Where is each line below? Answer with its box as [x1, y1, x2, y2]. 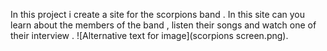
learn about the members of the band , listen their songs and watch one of [10, 19, 317, 31]
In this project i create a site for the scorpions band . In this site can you [10, 9, 306, 20]
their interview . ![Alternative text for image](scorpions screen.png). [10, 30, 289, 41]
